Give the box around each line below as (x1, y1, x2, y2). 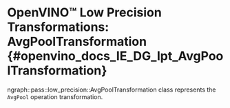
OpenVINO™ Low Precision (7, 5, 162, 21)
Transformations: (7, 19, 109, 35)
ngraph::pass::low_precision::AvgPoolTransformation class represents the (7, 85, 216, 94)
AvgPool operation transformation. (7, 92, 103, 100)
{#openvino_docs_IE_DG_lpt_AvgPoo (7, 49, 224, 64)
